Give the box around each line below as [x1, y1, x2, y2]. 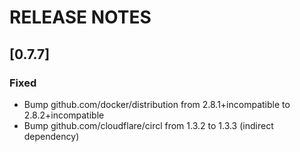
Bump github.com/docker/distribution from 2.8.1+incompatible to [23, 98, 291, 110]
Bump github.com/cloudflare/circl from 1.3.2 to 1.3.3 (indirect [23, 119, 274, 131]
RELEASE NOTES [9, 6, 152, 29]
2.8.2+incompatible [23, 109, 105, 121]
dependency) [23, 130, 80, 142]
